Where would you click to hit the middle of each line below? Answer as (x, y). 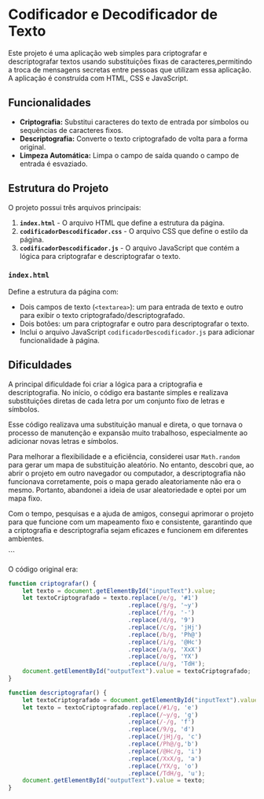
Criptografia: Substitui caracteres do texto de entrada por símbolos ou (134, 122)
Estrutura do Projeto (59, 189)
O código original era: (43, 569)
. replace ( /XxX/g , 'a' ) (165, 758)
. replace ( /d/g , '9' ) (161, 620)
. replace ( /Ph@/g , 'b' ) (163, 744)
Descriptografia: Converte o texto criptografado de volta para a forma (134, 139)
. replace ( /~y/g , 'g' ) (163, 715)
